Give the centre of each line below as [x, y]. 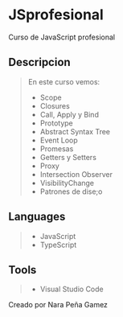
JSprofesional [56, 15]
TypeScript [58, 245]
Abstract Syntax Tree [75, 131]
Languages [37, 217]
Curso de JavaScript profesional [61, 37]
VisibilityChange [67, 183]
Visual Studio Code [72, 289]
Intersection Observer [76, 174]
